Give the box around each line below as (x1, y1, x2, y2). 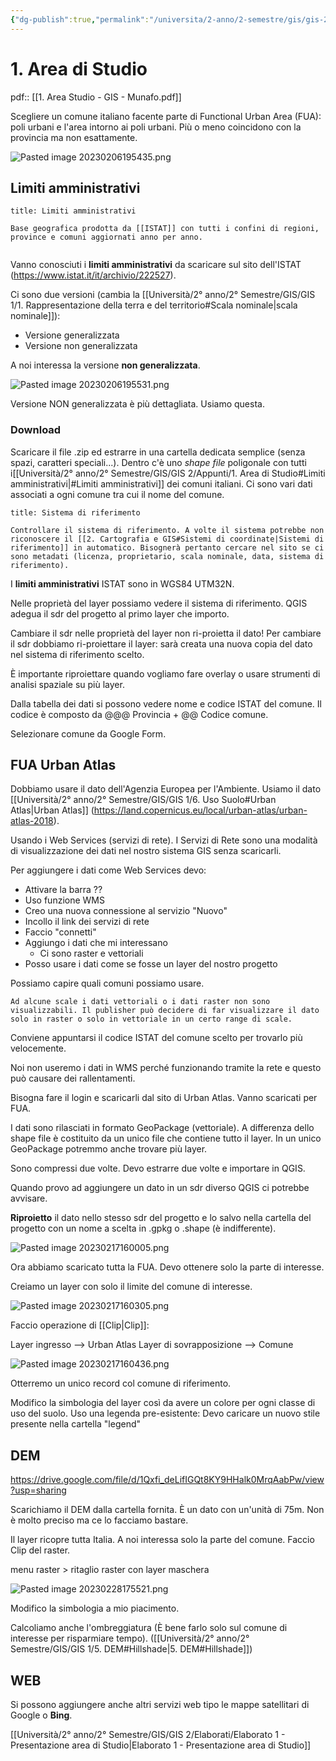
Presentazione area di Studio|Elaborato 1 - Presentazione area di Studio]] (10, 1739, 312, 1751)
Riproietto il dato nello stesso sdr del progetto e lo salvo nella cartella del (10, 1212, 312, 1224)
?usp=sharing (10, 1484, 67, 1496)
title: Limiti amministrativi (10, 206, 137, 216)
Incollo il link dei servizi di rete (24, 916, 150, 928)
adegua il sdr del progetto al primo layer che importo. (10, 607, 230, 620)
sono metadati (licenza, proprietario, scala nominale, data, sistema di (10, 551, 325, 561)
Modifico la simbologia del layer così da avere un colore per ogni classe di (10, 1397, 316, 1409)
